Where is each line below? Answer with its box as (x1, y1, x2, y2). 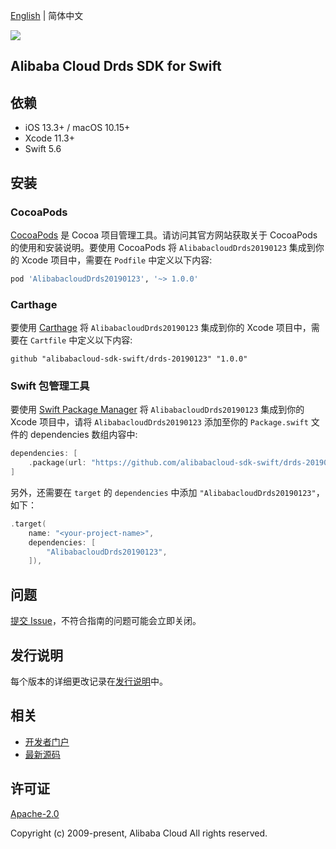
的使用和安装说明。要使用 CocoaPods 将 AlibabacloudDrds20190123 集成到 (10, 241, 316, 253)
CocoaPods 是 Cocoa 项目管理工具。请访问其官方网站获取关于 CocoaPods (10, 229, 318, 241)
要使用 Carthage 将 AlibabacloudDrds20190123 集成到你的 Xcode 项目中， (10, 322, 312, 334)
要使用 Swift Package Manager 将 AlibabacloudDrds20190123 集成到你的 (10, 404, 305, 416)
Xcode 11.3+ (24, 132, 75, 144)
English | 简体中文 (10, 10, 84, 21)
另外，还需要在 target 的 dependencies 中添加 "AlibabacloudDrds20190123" (10, 486, 317, 498)
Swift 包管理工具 (10, 379, 90, 393)
